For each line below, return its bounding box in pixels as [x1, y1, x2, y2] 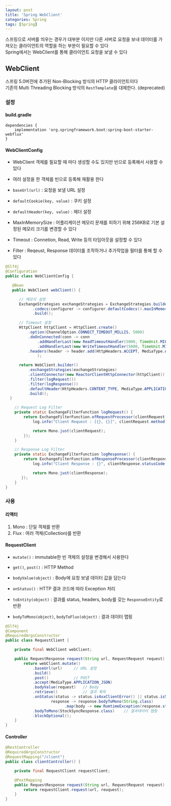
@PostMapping [14, 777, 42, 783]
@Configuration [5, 269, 38, 274]
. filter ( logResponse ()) [27, 381, 79, 386]
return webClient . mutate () [23, 661, 81, 666]
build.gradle [5, 112, 32, 118]
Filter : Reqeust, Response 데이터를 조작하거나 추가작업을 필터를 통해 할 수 [12, 248, 163, 254]
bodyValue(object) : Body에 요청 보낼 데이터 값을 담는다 [12, 575, 126, 581]
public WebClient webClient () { [12, 288, 81, 293]
